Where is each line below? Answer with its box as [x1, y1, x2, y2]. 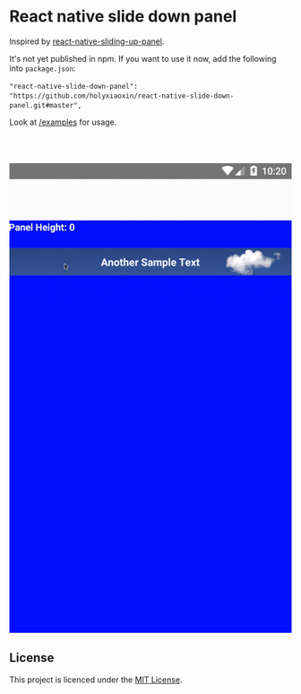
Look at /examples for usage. [9, 117, 117, 127]
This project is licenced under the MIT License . [9, 674, 183, 685]
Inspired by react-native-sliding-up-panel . [9, 36, 165, 47]
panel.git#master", [9, 100, 82, 109]
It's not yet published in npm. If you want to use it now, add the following [9, 53, 277, 64]
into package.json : [9, 63, 76, 74]
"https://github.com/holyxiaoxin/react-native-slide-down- [9, 91, 235, 100]
